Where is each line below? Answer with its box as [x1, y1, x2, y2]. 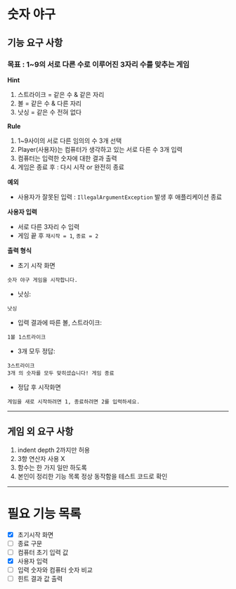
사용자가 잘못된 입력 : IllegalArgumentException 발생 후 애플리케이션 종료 [17, 193, 223, 201]
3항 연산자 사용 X [17, 454, 65, 462]
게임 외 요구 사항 [7, 426, 74, 438]
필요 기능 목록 [7, 505, 81, 522]
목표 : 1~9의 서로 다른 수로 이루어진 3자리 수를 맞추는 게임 [7, 59, 190, 69]
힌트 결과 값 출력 [17, 574, 63, 583]
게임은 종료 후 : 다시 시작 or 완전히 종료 [17, 162, 125, 171]
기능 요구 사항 [7, 37, 63, 48]
